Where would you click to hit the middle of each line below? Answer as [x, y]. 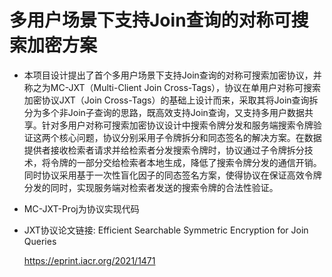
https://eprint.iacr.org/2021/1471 [89, 260]
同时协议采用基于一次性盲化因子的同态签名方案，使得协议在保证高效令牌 [172, 175]
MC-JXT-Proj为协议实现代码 [81, 208]
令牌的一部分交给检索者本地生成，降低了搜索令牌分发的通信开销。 [186, 162]
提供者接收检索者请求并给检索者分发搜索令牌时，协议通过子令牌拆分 [164, 150]
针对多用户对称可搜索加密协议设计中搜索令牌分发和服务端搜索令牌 [177, 125]
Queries [40, 241]
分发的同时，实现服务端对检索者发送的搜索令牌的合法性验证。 [151, 187]
